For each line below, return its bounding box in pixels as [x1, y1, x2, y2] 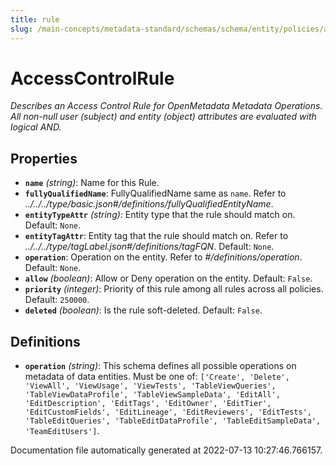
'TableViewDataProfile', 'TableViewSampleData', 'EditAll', [24, 390, 281, 400]
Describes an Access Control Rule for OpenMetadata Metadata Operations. [10, 100, 323, 112]
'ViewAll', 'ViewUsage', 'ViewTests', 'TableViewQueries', [24, 381, 277, 391]
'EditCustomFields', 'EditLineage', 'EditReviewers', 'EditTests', [24, 407, 312, 418]
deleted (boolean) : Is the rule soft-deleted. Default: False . [24, 304, 263, 316]
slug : [10, 24, 33, 34]
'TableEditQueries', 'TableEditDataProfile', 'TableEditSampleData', [24, 416, 322, 426]
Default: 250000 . [24, 294, 90, 306]
